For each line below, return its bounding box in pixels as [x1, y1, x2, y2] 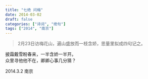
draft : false [5, 17, 33, 22]
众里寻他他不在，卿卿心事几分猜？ [5, 57, 76, 63]
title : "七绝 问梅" [5, 7, 43, 13]
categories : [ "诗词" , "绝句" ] [5, 21, 66, 27]
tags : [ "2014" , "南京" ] [5, 26, 54, 31]
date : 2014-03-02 [5, 12, 42, 17]
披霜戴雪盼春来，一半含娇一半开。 [5, 51, 76, 57]
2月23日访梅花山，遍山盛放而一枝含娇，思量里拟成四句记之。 [17, 41, 145, 47]
